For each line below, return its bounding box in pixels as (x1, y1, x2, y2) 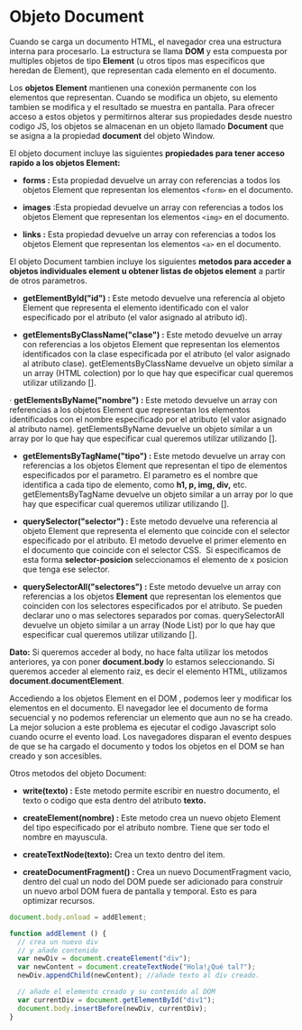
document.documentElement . (9, 675, 124, 686)
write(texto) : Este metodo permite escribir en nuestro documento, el (22, 785, 280, 795)
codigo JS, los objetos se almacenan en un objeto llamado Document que (9, 120, 284, 132)
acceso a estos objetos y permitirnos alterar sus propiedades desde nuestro (9, 111, 293, 122)
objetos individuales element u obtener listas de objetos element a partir (9, 265, 286, 276)
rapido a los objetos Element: (9, 157, 121, 168)
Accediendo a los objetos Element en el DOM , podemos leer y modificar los (9, 693, 293, 704)
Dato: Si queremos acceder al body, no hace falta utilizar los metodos (9, 647, 269, 658)
